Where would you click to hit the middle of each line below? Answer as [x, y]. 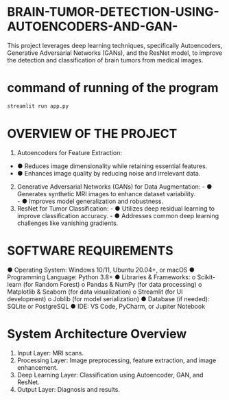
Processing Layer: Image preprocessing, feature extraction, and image [117, 360]
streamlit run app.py [38, 106]
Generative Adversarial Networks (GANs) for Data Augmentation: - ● [114, 187]
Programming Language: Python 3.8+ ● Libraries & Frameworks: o [101, 277]
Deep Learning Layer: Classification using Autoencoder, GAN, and [110, 375]
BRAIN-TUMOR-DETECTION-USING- [113, 12]
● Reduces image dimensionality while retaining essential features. [112, 166]
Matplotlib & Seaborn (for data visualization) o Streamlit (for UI [95, 292]
